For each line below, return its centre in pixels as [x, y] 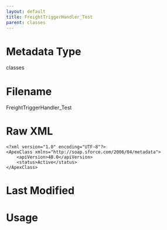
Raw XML [30, 131]
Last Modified [40, 191]
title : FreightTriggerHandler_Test [50, 17]
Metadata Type [44, 51]
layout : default [26, 11]
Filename [29, 91]
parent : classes [26, 22]
